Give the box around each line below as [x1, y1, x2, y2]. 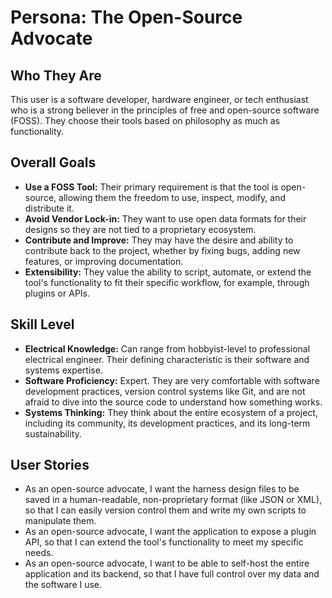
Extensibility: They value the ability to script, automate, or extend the [24, 266, 312, 278]
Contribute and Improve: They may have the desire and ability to [24, 234, 294, 246]
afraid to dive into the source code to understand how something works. [24, 396, 323, 408]
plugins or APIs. [24, 287, 90, 299]
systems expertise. [24, 364, 103, 376]
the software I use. [24, 579, 103, 591]
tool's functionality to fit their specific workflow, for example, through [24, 276, 310, 288]
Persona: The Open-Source [10, 6, 243, 29]
